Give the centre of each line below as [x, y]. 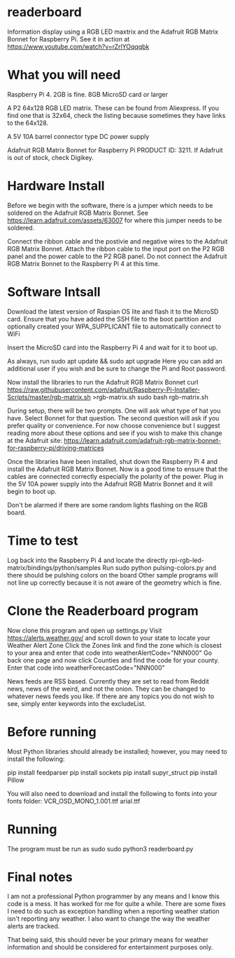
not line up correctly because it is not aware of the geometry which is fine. [114, 583]
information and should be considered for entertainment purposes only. [110, 947]
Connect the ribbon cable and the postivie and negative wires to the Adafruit [117, 241]
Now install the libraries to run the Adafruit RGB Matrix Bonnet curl [103, 382]
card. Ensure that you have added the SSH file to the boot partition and [109, 319]
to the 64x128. [28, 123]
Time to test [43, 540]
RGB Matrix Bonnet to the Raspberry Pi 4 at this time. [84, 263]
